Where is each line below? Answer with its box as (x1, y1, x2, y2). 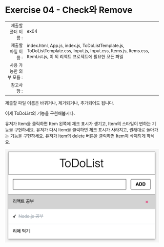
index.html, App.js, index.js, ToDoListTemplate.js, (26, 42, 124, 48)
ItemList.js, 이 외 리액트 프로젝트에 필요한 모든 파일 (26, 53, 123, 59)
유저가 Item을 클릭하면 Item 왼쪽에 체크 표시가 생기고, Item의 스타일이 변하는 (5, 121, 151, 126)
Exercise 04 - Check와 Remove (5, 4, 133, 16)
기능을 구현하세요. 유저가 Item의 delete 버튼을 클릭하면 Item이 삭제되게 (10, 133, 146, 139)
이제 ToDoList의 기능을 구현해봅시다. (5, 110, 75, 116)
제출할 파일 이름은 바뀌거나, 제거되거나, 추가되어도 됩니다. (5, 100, 115, 105)
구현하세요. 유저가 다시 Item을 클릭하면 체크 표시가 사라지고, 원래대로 (14, 126, 145, 132)
